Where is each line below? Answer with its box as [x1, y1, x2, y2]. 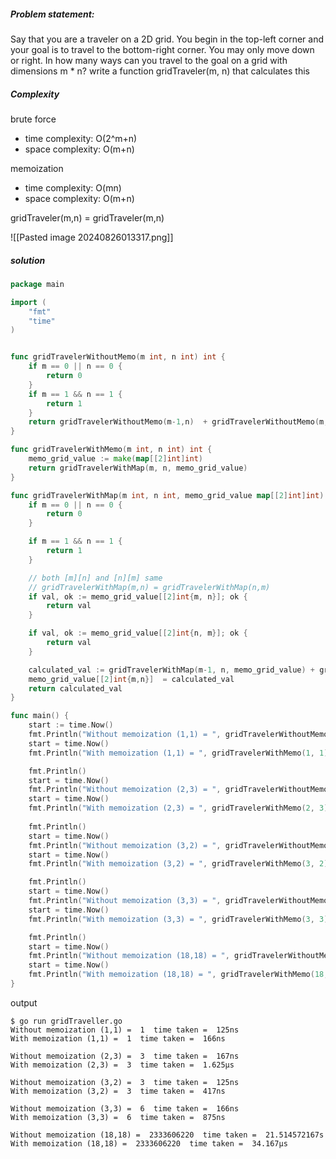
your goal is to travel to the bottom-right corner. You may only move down [10, 43, 315, 55]
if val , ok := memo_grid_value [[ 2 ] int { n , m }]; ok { [28, 628, 248, 639]
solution [10, 254, 46, 266]
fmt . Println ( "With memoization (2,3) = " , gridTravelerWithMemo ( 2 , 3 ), [28, 803, 333, 814]
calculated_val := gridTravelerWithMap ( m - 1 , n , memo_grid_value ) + [28, 665, 315, 675]
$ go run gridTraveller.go [10, 1016, 123, 1026]
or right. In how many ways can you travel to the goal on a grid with [10, 54, 288, 66]
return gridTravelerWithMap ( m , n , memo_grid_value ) [28, 463, 248, 473]
